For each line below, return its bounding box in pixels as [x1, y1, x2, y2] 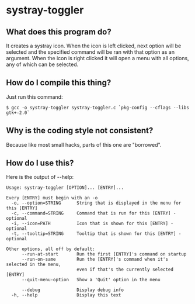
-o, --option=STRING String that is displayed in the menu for [11, 200, 182, 206]
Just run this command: [6, 93, 63, 100]
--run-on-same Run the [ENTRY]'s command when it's [21, 257, 168, 262]
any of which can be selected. [6, 61, 79, 68]
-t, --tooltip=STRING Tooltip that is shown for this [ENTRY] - [11, 231, 182, 237]
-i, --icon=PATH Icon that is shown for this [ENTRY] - [11, 220, 174, 227]
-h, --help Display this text [11, 292, 121, 298]
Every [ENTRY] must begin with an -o [6, 195, 98, 201]
